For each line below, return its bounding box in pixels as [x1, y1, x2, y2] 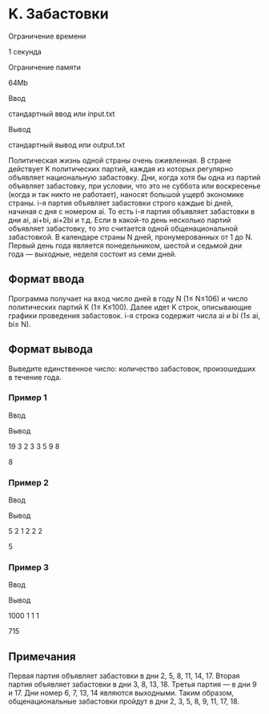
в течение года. [8, 372, 62, 381]
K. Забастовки [8, 5, 110, 23]
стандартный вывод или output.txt [8, 139, 126, 149]
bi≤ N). [8, 319, 31, 329]
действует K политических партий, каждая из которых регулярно [8, 163, 234, 173]
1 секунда [8, 46, 42, 56]
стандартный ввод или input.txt [8, 109, 115, 119]
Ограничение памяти [8, 62, 82, 72]
